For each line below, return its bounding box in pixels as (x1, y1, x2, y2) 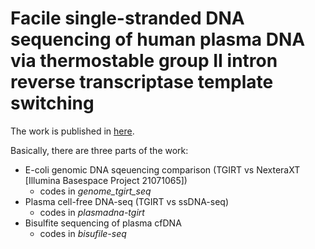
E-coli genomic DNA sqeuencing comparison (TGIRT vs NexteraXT (24, 163, 301, 176)
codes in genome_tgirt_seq (39, 185, 152, 197)
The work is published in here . (10, 125, 135, 137)
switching (10, 92, 95, 115)
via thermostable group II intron (10, 50, 278, 72)
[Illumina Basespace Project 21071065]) (24, 174, 188, 186)
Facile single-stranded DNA (10, 7, 245, 30)
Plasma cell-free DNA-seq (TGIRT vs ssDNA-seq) (24, 195, 230, 207)
